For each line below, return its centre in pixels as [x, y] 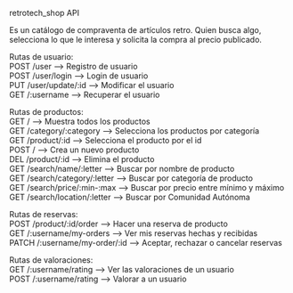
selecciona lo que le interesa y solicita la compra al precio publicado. [136, 40]
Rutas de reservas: [44, 214]
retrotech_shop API [45, 13]
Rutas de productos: [46, 112]
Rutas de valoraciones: [51, 260]
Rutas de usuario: [41, 57]
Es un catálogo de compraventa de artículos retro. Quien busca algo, [135, 30]
